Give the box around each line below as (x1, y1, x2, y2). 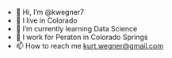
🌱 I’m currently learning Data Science (15, 24, 138, 33)
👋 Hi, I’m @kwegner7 (15, 8, 85, 16)
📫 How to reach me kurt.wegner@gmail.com (15, 42, 164, 50)
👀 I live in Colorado (15, 16, 78, 25)
